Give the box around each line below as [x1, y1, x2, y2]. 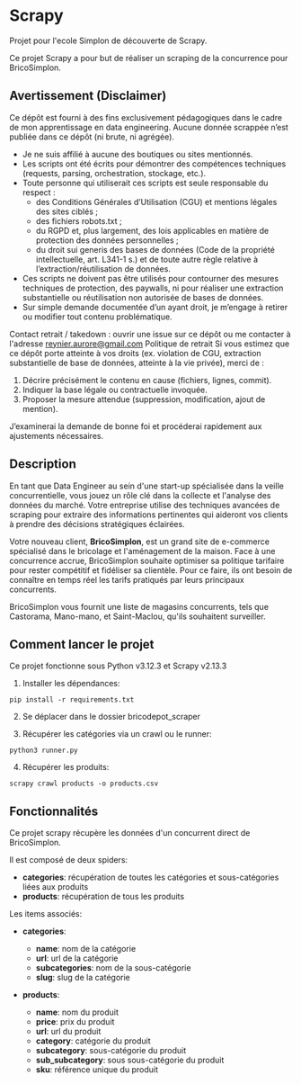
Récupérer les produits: [22, 762, 110, 773]
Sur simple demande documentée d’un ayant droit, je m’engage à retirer [22, 301, 288, 312]
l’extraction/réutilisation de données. [35, 263, 171, 274]
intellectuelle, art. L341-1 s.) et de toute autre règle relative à [35, 254, 259, 264]
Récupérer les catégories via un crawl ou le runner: [22, 729, 213, 739]
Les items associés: [9, 909, 83, 919]
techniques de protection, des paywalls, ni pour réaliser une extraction [22, 282, 284, 293]
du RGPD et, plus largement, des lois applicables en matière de [35, 225, 270, 236]
